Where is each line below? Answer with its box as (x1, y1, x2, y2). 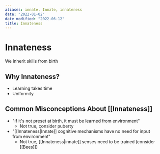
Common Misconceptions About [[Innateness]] (5, 105, 153, 113)
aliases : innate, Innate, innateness (5, 7, 82, 12)
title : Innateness (5, 21, 43, 26)
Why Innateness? (5, 72, 60, 81)
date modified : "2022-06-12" (5, 16, 65, 21)
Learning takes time (12, 85, 53, 91)
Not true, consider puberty (19, 123, 74, 129)
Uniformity (12, 91, 34, 96)
